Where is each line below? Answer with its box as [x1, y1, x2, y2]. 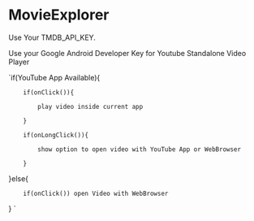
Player [8, 57, 30, 67]
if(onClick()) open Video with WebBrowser [23, 189, 169, 197]
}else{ [8, 173, 29, 184]
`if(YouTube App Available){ [8, 72, 101, 82]
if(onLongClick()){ [23, 131, 89, 139]
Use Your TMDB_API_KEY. [8, 32, 96, 42]
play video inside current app [37, 102, 144, 110]
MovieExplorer [8, 6, 110, 24]
